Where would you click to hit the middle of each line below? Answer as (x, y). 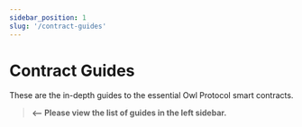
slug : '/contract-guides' (58, 26)
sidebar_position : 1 (48, 18)
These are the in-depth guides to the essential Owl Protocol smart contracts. (151, 95)
